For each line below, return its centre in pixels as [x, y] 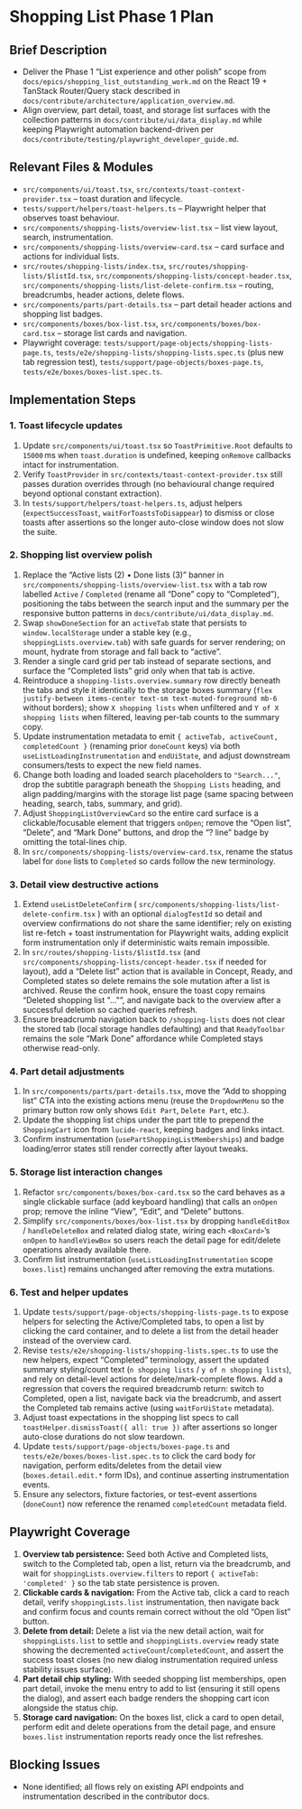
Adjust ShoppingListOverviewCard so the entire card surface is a [140, 813]
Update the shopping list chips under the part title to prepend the [143, 1120]
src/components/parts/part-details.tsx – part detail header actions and [157, 304]
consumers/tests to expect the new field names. [112, 764]
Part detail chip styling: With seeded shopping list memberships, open [154, 1679]
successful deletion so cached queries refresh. [110, 1010]
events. [36, 1485]
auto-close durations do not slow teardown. [103, 1436]
